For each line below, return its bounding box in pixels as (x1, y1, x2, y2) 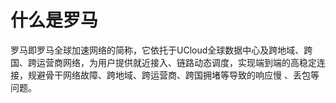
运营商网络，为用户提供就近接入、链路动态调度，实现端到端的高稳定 (36, 56, 317, 68)
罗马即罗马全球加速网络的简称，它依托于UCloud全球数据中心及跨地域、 (10, 44, 305, 56)
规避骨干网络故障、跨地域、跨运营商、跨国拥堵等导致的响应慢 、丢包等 (27, 69, 320, 81)
